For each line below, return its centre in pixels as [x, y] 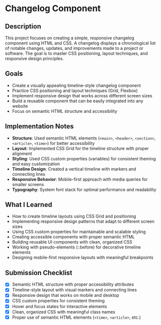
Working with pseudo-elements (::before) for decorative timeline [76, 247]
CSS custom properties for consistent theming [58, 301]
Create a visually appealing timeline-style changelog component [76, 85]
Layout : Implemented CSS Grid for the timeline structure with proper [80, 148]
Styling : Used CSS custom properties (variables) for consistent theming [84, 158]
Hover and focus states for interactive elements [60, 306]
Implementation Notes [40, 126]
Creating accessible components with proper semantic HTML [73, 237]
